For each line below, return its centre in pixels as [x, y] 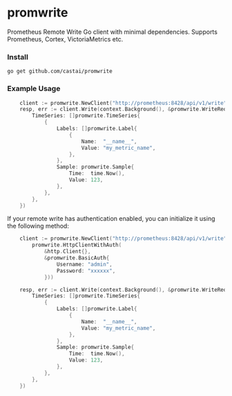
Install [18, 57]
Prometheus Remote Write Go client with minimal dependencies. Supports [112, 32]
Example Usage [34, 89]
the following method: [38, 226]
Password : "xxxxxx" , [86, 270]
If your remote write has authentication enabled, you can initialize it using [111, 219]
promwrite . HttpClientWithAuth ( [77, 245]
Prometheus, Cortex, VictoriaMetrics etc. [65, 39]
